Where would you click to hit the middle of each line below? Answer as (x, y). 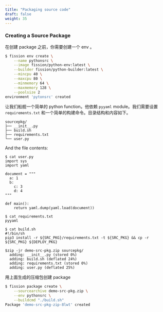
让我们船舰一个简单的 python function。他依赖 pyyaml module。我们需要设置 (81, 107)
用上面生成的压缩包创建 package (38, 277)
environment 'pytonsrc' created (38, 97)
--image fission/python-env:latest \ (52, 65)
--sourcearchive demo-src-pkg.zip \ (51, 291)
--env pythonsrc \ (32, 296)
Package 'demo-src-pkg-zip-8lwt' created (48, 305)
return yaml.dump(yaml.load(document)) (54, 208)
